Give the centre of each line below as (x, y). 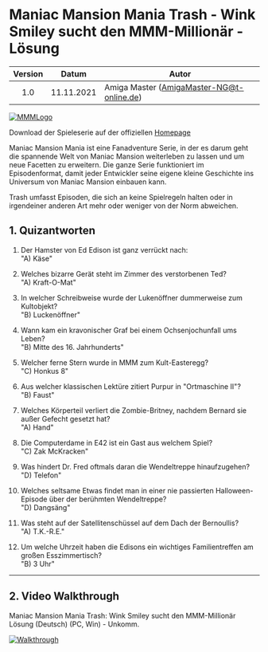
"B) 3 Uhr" (37, 564)
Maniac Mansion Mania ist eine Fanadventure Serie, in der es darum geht (129, 147)
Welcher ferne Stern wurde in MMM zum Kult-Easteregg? (115, 362)
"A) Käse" (37, 258)
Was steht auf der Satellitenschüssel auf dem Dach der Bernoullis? (130, 523)
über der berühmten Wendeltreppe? (108, 499)
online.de (121, 97)
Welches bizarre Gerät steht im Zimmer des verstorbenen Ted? (124, 273)
